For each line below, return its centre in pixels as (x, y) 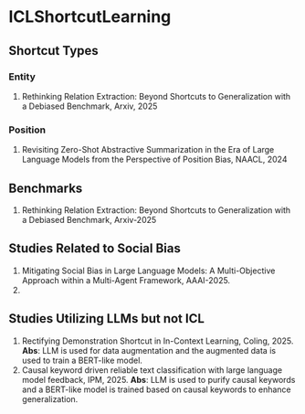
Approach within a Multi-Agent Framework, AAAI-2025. (126, 280)
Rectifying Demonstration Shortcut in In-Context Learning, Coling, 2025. (158, 341)
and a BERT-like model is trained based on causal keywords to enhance (156, 389)
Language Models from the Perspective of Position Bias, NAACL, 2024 (154, 159)
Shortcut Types (54, 51)
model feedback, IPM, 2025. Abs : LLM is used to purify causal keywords (158, 379)
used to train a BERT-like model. (82, 360)
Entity (22, 77)
